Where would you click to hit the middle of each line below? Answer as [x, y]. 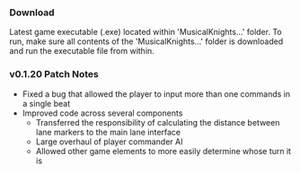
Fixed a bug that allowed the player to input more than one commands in [156, 94]
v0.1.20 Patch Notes [54, 74]
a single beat [46, 103]
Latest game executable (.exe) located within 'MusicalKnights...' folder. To [146, 32]
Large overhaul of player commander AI [109, 142]
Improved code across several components [102, 113]
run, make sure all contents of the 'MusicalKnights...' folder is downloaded [146, 41]
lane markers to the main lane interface [108, 132]
